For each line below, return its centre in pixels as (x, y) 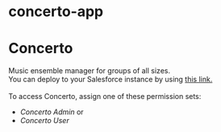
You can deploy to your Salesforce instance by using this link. (110, 80)
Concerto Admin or (52, 112)
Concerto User (45, 121)
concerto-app (56, 12)
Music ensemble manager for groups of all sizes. (90, 71)
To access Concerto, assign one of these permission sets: (105, 97)
